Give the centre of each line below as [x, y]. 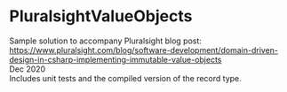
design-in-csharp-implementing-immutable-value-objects [116, 59]
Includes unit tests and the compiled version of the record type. [125, 78]
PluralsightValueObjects [101, 16]
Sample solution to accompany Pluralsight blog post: [106, 41]
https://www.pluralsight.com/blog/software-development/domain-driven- [143, 50]
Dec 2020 [28, 69]
